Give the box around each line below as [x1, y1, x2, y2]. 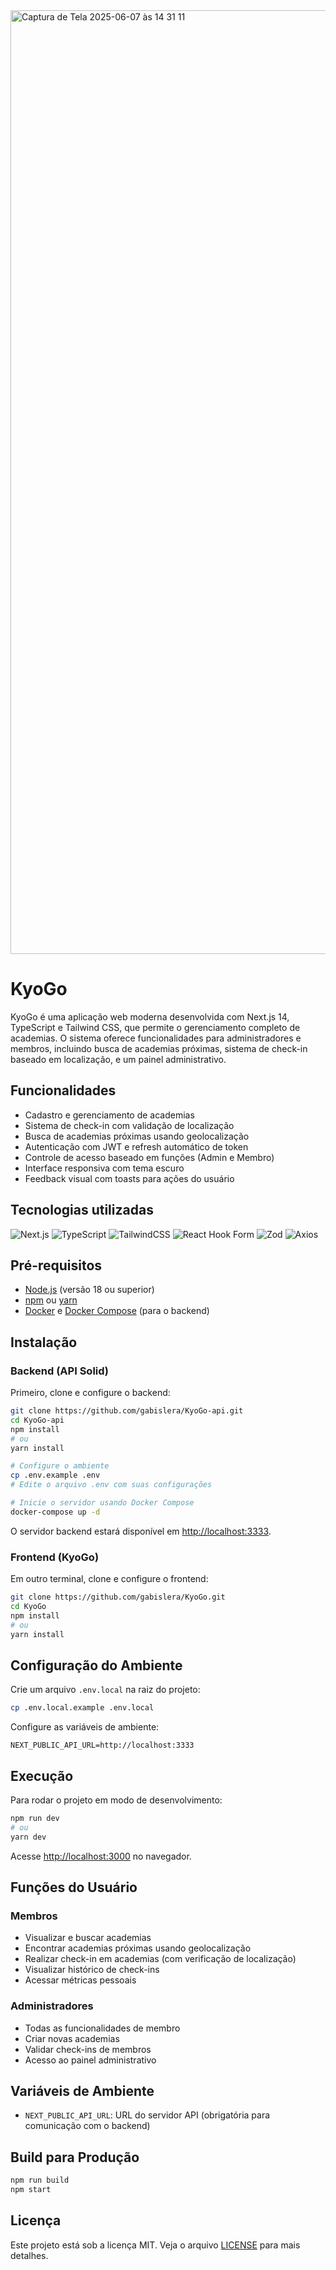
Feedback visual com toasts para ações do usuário [24, 1172, 235, 1184]
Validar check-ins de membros [24, 2043, 152, 2055]
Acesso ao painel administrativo [24, 2054, 157, 2066]
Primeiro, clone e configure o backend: [10, 1387, 171, 1399]
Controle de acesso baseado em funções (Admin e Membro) [24, 1151, 275, 1163]
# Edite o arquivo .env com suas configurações [10, 1480, 213, 1490]
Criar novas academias [24, 2032, 120, 2044]
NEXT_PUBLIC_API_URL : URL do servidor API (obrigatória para [24, 2109, 271, 2121]
